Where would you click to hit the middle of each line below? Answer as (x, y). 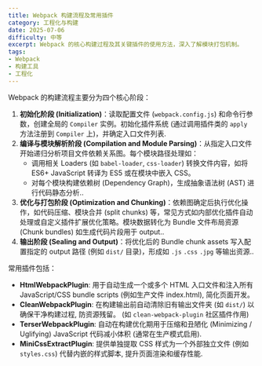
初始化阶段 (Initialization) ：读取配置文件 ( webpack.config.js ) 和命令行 (133, 114)
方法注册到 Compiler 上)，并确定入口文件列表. (93, 134)
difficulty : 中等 (35, 37)
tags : (17, 52)
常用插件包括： (32, 268)
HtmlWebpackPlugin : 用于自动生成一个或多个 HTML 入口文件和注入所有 (136, 284)
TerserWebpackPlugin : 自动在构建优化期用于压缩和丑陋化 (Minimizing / (136, 324)
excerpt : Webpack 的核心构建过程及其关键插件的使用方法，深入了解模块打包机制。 (126, 45)
